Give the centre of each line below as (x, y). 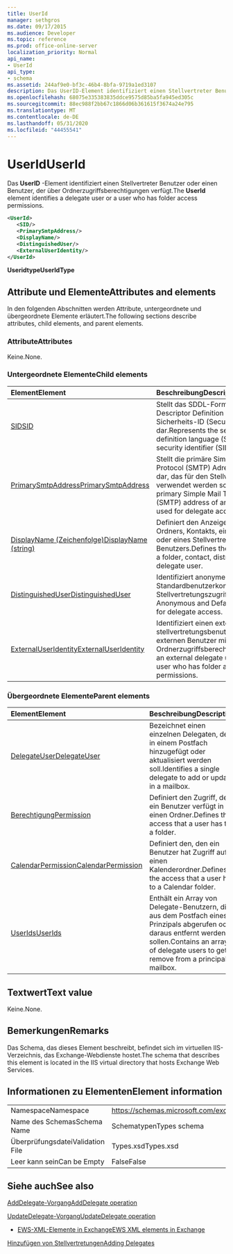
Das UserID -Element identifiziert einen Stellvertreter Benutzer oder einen (112, 183)
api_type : (21, 72)
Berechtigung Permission (51, 815)
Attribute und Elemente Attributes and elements (112, 292)
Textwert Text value (50, 993)
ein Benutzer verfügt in (186, 806)
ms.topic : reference (37, 40)
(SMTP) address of (187, 502)
